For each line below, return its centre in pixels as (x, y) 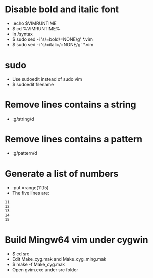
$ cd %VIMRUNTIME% (36, 28)
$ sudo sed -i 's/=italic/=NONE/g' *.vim (53, 44)
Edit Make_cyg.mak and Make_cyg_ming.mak (59, 259)
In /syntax (22, 34)
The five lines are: (31, 193)
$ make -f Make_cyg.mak (38, 264)
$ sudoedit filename (33, 84)
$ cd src (21, 254)
